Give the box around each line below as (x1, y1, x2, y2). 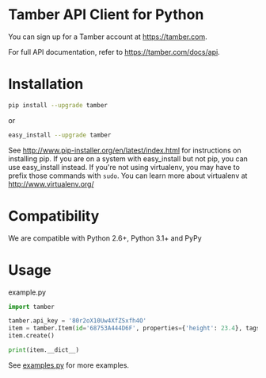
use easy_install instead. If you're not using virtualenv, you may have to (8, 162, 240, 172)
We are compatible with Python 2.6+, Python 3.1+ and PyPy (8, 233, 202, 243)
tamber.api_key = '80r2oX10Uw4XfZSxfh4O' (8, 317, 147, 325)
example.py (8, 287, 46, 297)
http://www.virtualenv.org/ (8, 179, 94, 188)
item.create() (8, 332, 55, 340)
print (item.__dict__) (8, 346, 80, 354)
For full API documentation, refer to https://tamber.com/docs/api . (8, 47, 220, 56)
